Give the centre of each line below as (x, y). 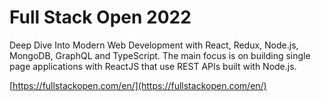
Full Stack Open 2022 (100, 17)
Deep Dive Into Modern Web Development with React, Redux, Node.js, (154, 45)
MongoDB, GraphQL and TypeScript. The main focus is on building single (160, 55)
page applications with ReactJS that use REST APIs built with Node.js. (153, 66)
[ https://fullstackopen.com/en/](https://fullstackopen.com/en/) (138, 85)
